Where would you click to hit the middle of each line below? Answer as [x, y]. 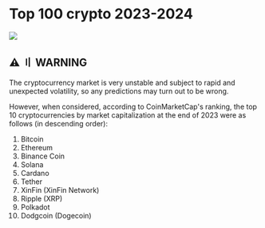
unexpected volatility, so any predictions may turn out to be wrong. [119, 91]
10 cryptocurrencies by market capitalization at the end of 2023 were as [128, 115]
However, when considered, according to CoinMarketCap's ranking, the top [133, 106]
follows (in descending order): [59, 123]
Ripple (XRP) [42, 198]
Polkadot [35, 207]
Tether [32, 182]
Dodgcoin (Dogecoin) [56, 215]
